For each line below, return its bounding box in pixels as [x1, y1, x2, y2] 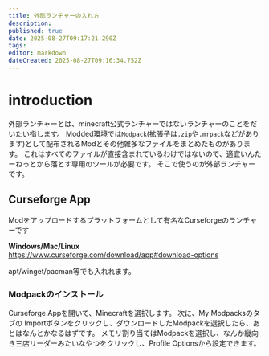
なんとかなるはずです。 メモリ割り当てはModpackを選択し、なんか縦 [22, 328, 252, 338]
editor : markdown [8, 49, 67, 57]
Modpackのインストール [8, 288, 104, 300]
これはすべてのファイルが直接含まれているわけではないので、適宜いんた [23, 149, 263, 158]
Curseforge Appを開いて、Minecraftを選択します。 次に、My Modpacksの [8, 308, 253, 317]
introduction [8, 92, 93, 109]
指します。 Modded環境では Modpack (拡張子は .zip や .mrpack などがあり [29, 129, 259, 138]
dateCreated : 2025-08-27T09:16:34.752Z [8, 57, 142, 65]
